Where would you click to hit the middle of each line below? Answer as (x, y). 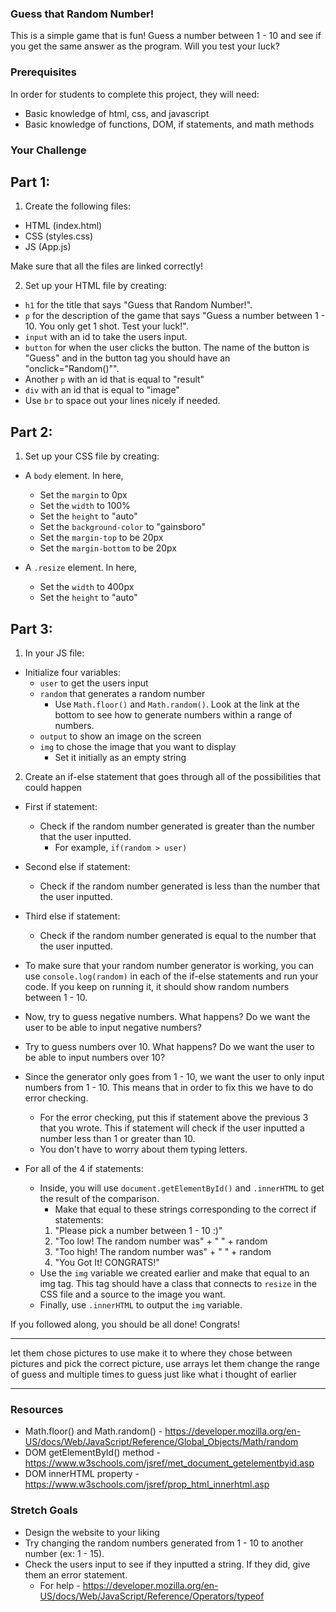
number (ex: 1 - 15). (64, 1553)
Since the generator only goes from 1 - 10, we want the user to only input (174, 1076)
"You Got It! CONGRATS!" (107, 1262)
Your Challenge (48, 150)
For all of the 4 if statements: (84, 1168)
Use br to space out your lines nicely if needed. (122, 401)
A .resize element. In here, (81, 568)
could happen (53, 787)
